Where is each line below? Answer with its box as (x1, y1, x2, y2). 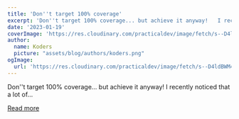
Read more (7, 103, 40, 112)
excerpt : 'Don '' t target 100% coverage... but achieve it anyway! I (7, 17, 221, 24)
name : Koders (14, 43, 53, 50)
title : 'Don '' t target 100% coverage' (7, 10, 122, 18)
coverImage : (7, 30, 43, 38)
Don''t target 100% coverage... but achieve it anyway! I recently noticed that (7, 82, 230, 91)
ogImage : (7, 57, 33, 64)
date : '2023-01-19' (7, 23, 65, 30)
